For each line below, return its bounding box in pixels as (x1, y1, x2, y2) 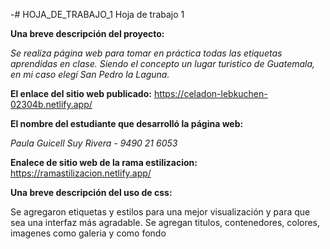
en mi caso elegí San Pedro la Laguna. (10, 69, 170, 80)
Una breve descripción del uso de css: (10, 187, 173, 198)
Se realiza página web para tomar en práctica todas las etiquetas (10, 47, 283, 59)
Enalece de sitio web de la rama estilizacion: (10, 157, 198, 168)
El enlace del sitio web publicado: (10, 88, 152, 99)
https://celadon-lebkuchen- (153, 88, 268, 99)
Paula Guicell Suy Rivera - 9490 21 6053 (10, 137, 178, 149)
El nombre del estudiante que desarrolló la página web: (10, 118, 244, 129)
